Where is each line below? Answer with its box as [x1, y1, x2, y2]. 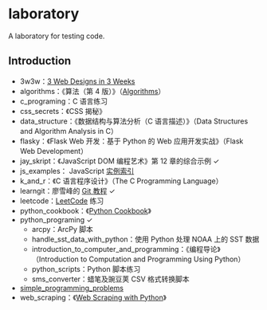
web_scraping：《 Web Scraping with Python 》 [19, 292, 167, 302]
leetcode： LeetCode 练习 [19, 196, 104, 206]
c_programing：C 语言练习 [19, 96, 108, 106]
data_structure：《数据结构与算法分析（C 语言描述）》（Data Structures [19, 116, 249, 126]
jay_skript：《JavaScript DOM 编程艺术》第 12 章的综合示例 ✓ [19, 156, 220, 166]
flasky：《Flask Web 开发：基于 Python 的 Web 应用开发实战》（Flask [19, 136, 244, 146]
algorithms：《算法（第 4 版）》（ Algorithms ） [19, 86, 166, 96]
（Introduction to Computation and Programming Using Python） [31, 254, 245, 264]
